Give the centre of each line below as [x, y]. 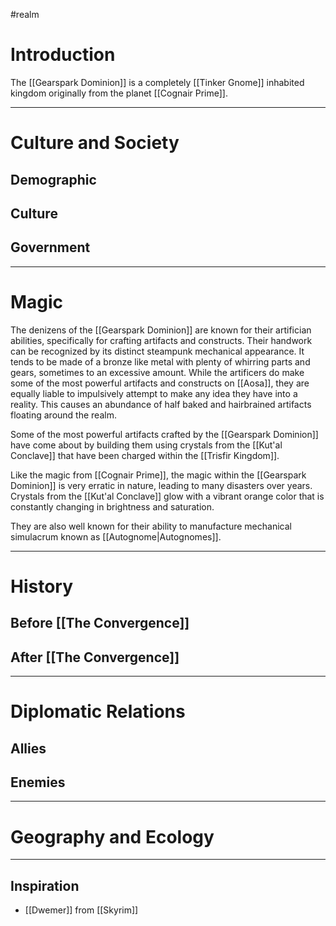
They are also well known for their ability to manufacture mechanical [151, 526]
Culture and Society [95, 143]
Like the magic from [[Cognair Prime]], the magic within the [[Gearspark [158, 475]
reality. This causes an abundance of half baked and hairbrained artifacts [161, 404]
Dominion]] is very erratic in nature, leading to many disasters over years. [161, 485]
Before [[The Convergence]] [100, 623]
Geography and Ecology [112, 836]
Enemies [38, 782]
